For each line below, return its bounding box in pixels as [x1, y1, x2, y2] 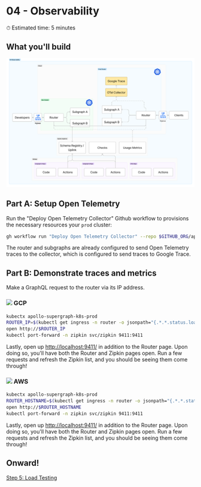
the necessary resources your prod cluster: [6, 221, 112, 228]
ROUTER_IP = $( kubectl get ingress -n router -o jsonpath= [6, 319, 151, 325]
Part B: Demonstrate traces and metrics [6, 268, 157, 278]
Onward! [6, 458, 39, 468]
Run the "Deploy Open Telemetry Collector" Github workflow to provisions [6, 214, 189, 222]
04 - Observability [6, 4, 100, 18]
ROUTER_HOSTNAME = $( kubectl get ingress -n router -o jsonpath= [6, 398, 167, 404]
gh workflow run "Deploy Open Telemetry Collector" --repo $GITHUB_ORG [6, 233, 188, 240]
